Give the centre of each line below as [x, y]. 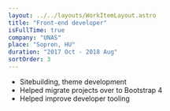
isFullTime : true [37, 30]
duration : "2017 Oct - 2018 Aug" [63, 52]
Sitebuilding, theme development [73, 81]
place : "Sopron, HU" [42, 45]
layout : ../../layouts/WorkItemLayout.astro [82, 15]
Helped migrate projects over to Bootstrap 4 [91, 90]
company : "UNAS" [35, 37]
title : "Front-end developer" [58, 23]
